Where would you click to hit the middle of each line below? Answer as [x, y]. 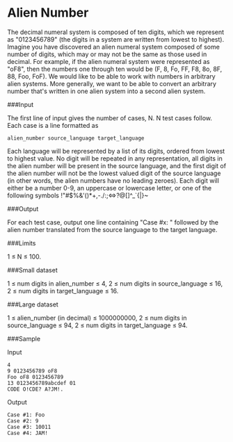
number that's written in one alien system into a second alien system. [106, 91]
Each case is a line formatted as [53, 125]
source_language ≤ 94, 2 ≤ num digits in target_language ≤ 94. [97, 325]
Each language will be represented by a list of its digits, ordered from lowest [116, 151]
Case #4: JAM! [28, 433]
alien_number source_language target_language [76, 138]
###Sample [24, 338]
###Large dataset [33, 304]
